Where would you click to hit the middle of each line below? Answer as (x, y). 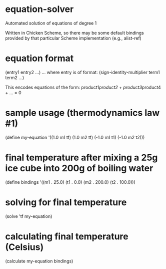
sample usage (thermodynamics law (82, 113)
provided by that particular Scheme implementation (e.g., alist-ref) (73, 38)
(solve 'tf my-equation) (29, 216)
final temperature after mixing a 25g (81, 158)
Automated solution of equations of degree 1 (51, 23)
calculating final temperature (67, 236)
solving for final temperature (66, 202)
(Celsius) (24, 247)
